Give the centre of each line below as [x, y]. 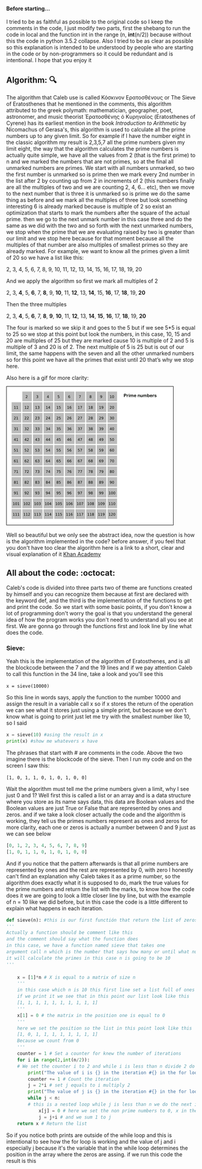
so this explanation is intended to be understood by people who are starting [100, 48]
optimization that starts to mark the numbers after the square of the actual [98, 213]
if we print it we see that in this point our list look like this [103, 997]
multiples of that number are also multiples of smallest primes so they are [97, 245]
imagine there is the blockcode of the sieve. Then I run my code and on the [99, 759]
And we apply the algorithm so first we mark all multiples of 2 [82, 281]
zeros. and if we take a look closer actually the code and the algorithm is [96, 815]
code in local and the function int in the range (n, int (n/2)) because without [99, 35]
